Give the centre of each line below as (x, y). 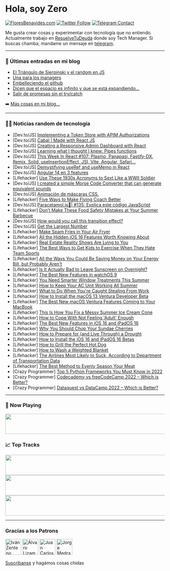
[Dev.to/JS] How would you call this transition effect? (68, 221)
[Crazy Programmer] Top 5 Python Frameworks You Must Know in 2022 (88, 371)
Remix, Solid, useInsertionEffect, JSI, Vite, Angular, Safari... (74, 161)
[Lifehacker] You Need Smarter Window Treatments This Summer (81, 280)
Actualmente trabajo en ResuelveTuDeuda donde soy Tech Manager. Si (79, 38)
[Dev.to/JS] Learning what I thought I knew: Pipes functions (75, 151)
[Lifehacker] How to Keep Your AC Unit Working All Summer (75, 285)
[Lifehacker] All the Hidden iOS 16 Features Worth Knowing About (81, 237)
